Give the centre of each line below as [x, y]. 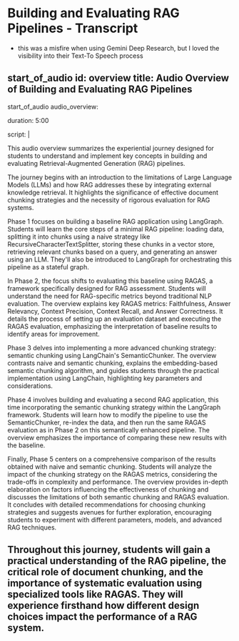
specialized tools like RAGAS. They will [95, 595]
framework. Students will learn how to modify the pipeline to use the [108, 414]
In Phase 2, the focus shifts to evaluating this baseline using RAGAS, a [110, 281]
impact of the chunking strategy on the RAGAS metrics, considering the [112, 474]
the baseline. [26, 445]
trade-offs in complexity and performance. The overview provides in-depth [118, 482]
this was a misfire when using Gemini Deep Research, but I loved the [118, 48]
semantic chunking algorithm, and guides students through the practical [113, 370]
